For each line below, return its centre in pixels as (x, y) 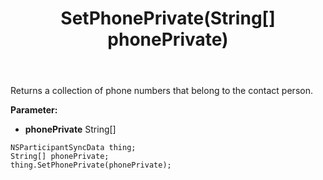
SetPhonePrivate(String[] (168, 18)
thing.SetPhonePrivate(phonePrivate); (91, 165)
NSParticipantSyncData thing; (73, 148)
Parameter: (34, 110)
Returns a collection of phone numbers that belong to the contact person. (161, 91)
